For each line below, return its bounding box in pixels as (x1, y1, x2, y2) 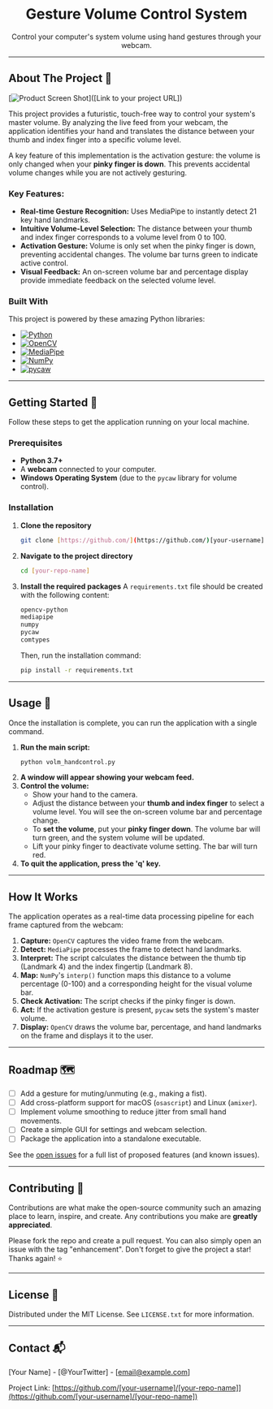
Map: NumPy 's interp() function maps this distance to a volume (19, 970, 232, 980)
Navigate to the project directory (19, 551, 133, 560)
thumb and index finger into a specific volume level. (8, 135, 181, 145)
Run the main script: (19, 742, 91, 752)
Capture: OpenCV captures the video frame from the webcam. (19, 936, 225, 946)
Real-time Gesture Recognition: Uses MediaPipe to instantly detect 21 (19, 206, 258, 216)
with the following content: (19, 590, 110, 599)
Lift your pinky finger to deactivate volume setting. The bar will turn (32, 841, 258, 851)
